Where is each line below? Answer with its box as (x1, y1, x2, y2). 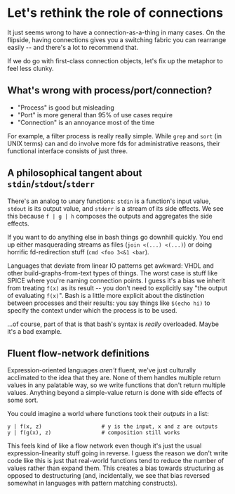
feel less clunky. (7, 64, 54, 72)
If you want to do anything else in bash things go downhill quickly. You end (7, 233, 223, 241)
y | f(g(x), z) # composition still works (7, 429, 180, 436)
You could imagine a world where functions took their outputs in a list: (7, 410, 209, 418)
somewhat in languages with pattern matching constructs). (7, 479, 177, 488)
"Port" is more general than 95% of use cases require (17, 110, 173, 119)
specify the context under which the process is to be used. (7, 306, 177, 314)
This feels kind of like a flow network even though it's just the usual (7, 441, 202, 450)
